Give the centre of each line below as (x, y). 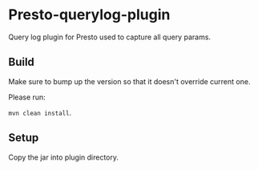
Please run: (27, 97)
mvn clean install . (40, 112)
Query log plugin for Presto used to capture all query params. (109, 37)
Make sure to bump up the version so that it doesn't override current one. (129, 81)
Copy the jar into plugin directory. (63, 157)
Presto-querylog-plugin (89, 15)
